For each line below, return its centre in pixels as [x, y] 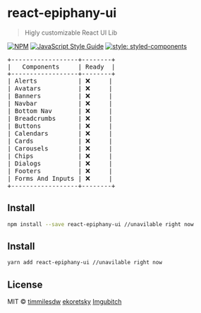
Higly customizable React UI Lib [71, 33]
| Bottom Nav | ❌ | [60, 111]
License [25, 284]
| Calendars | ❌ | [60, 133]
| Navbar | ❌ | [60, 103]
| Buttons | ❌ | [60, 126]
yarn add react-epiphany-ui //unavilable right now [85, 263]
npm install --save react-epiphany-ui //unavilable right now [100, 224]
